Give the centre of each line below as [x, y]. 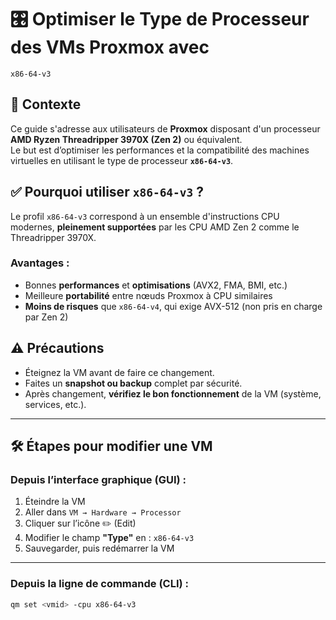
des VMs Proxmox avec [110, 47]
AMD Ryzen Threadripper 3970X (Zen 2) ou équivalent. [126, 139]
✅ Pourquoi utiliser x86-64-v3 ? [107, 192]
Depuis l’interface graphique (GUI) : [98, 479]
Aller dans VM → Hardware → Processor [103, 512]
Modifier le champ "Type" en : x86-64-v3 [109, 538]
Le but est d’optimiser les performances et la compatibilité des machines [160, 150]
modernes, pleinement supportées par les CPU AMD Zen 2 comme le [155, 227]
